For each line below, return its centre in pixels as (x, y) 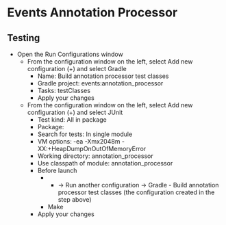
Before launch (57, 170)
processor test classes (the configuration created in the (136, 192)
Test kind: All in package (72, 120)
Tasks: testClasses (64, 91)
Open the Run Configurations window (70, 54)
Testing (24, 38)
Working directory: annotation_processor (95, 156)
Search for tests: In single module (85, 134)
